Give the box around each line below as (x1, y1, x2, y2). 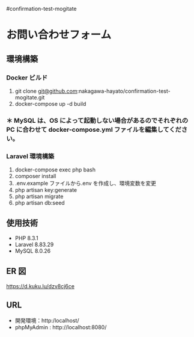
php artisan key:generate (14, 187, 77, 194)
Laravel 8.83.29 (14, 241, 54, 248)
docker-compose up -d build (14, 100, 86, 107)
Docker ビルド (6, 73, 48, 82)
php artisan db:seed (14, 199, 65, 206)
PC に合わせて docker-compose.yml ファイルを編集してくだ (6, 125, 182, 134)
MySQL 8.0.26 (14, 247, 51, 255)
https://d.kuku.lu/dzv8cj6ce (6, 282, 75, 289)
